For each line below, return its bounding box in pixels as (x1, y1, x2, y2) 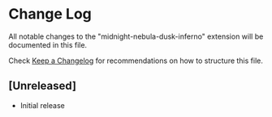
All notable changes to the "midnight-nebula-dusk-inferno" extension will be (8, 31, 264, 41)
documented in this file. (8, 40, 88, 49)
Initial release (19, 100, 65, 110)
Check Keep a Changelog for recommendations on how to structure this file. (8, 56, 264, 65)
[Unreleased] (8, 79, 77, 93)
